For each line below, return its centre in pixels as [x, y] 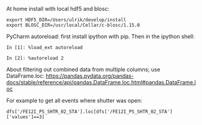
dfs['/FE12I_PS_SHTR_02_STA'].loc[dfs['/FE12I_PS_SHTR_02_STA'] [89, 112]
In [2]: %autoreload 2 [35, 58]
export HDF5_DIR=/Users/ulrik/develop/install [66, 20]
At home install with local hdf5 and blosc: [58, 9]
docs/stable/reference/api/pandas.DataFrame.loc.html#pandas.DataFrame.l [101, 82]
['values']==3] [26, 117]
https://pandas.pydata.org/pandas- [89, 76]
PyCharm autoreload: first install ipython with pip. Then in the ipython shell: [100, 36]
